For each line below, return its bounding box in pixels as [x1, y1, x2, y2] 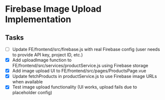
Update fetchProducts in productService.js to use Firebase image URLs [12, 74, 157, 79]
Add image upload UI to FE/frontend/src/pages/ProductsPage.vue [12, 68, 147, 74]
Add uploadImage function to [12, 57, 72, 63]
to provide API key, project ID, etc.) [12, 52, 83, 58]
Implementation [5, 14, 71, 25]
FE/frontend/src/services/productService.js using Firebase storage [12, 63, 149, 69]
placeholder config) [12, 90, 53, 96]
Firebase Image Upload [5, 3, 102, 15]
